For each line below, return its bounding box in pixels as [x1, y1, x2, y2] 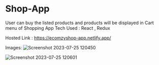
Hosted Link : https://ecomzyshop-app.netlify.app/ [5, 35, 111, 41]
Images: [5, 44, 22, 50]
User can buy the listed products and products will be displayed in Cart [5, 20, 154, 26]
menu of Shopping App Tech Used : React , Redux [5, 25, 110, 31]
